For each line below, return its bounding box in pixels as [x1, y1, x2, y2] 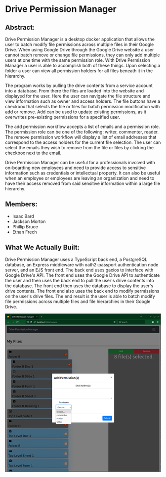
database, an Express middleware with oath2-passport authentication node [5, 261, 159, 267]
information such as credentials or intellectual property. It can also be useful [5, 170, 161, 176]
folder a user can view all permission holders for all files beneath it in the [5, 68, 153, 74]
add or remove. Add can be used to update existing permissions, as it [5, 109, 147, 115]
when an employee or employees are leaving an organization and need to [5, 175, 155, 181]
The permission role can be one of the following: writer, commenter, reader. [5, 129, 159, 134]
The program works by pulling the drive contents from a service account [5, 83, 153, 88]
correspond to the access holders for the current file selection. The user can [5, 139, 161, 145]
